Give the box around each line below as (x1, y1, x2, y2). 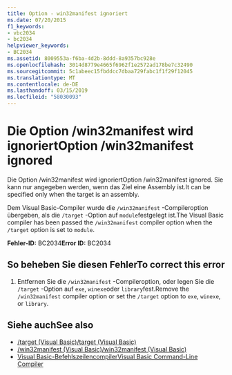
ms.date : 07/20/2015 (7, 17, 67, 23)
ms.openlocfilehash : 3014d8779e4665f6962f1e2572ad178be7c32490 (7, 61, 193, 68)
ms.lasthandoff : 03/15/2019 (7, 87, 88, 94)
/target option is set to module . (7, 225, 95, 233)
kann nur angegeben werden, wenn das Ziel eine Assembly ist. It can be (7, 182, 211, 191)
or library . (17, 299, 49, 307)
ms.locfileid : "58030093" (7, 94, 81, 101)
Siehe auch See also (7, 319, 94, 331)
